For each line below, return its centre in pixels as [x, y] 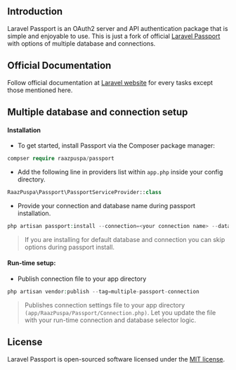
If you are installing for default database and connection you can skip [125, 239]
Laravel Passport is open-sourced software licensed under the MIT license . [116, 359]
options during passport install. [69, 247]
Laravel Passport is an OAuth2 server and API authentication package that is [118, 28]
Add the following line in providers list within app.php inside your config [120, 172]
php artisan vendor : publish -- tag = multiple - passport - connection [103, 292]
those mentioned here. [40, 90]
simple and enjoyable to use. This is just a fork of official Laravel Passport [114, 36]
